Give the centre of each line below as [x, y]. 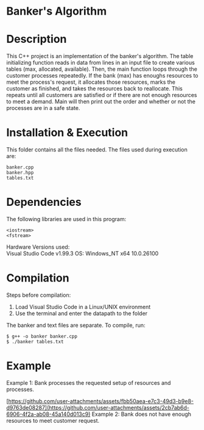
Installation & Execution [67, 133]
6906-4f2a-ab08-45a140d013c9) [48, 414]
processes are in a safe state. [43, 108]
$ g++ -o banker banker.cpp [42, 336]
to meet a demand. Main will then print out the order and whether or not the [101, 101]
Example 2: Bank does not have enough [142, 414]
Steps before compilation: [39, 295]
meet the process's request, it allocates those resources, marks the [91, 82]
